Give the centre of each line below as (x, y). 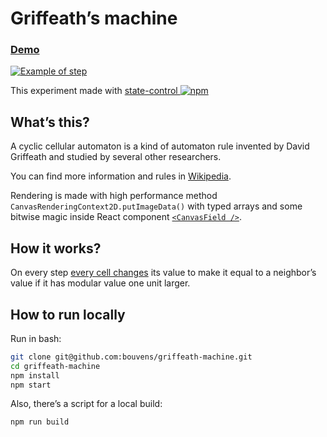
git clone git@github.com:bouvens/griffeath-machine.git (131, 357)
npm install (35, 375)
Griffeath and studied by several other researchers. (116, 157)
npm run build (40, 422)
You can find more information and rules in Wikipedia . (121, 176)
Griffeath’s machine (94, 18)
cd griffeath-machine (55, 366)
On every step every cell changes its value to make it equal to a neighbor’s (163, 273)
